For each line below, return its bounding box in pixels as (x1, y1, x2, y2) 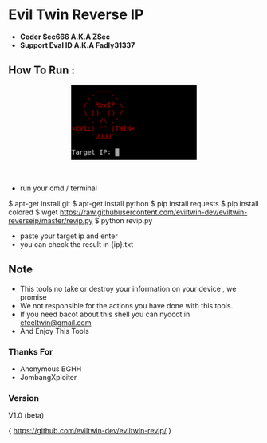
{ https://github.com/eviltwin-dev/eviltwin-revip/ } (8, 426, 172, 436)
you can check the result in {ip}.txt (19, 239, 134, 249)
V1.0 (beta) (8, 410, 45, 420)
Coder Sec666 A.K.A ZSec (19, 32, 110, 41)
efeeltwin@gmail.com (19, 317, 92, 327)
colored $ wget (8, 207, 58, 217)
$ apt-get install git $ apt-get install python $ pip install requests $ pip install (8, 198, 259, 208)
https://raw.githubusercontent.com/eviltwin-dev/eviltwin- (59, 207, 248, 217)
